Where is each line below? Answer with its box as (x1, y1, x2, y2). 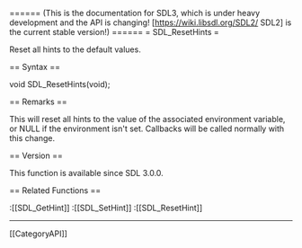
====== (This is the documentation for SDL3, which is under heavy (9, 8, 261, 18)
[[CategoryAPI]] (9, 228, 67, 239)
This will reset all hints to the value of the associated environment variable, (9, 114, 286, 124)
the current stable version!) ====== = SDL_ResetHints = (9, 27, 219, 37)
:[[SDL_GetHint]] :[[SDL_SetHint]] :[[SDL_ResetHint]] (9, 202, 203, 213)
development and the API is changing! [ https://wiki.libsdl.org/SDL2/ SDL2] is (9, 17, 292, 28)
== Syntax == (9, 62, 61, 72)
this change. (9, 133, 56, 143)
